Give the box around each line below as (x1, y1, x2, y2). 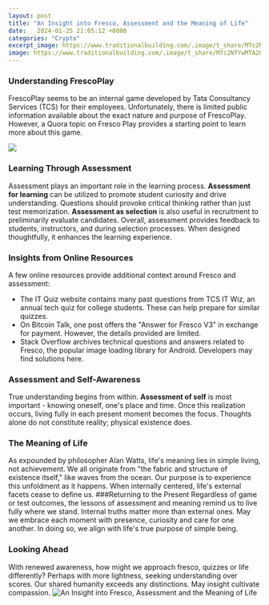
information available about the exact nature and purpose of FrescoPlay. (8, 111, 247, 120)
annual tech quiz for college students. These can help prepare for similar (19, 302, 260, 313)
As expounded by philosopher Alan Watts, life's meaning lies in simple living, (8, 456, 261, 466)
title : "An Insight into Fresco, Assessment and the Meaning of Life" (8, 19, 249, 27)
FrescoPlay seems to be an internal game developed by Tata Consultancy (8, 94, 251, 103)
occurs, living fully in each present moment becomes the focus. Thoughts (8, 409, 252, 419)
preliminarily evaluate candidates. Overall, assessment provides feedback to (8, 215, 260, 224)
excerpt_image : (8, 42, 59, 50)
